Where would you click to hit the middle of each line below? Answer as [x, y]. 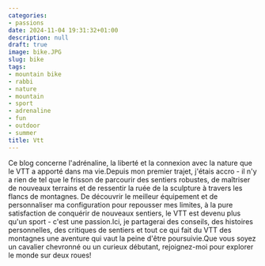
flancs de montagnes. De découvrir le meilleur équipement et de [113, 196]
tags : [17, 67]
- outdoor [25, 126]
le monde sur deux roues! [50, 255]
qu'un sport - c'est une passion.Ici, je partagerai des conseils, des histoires [131, 221]
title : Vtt [26, 140]
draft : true [28, 45]
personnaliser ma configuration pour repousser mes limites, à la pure [121, 204]
